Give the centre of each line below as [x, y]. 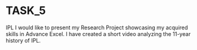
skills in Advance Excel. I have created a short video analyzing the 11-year [98, 34]
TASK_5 [26, 11]
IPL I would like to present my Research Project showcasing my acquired [97, 27]
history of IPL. [23, 40]
